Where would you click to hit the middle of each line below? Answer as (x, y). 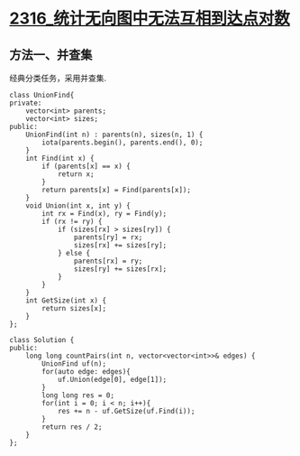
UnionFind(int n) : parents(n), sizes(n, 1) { (114, 135)
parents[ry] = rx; (108, 237)
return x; (76, 174)
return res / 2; (72, 427)
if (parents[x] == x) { (86, 166)
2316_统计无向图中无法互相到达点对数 (150, 19)
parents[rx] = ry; (108, 261)
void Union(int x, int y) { (78, 206)
